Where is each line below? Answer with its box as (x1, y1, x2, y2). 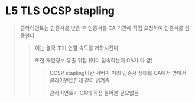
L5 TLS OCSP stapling (5, 4, 115, 18)
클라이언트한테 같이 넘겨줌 (49, 77, 110, 84)
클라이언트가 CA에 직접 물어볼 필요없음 (49, 89, 139, 96)
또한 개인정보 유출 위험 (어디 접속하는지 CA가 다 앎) (34, 57, 153, 64)
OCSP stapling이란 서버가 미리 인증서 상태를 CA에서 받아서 (49, 69, 187, 76)
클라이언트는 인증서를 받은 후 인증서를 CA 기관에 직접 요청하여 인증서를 (19, 24, 184, 31)
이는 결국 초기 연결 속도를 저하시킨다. (34, 44, 121, 51)
